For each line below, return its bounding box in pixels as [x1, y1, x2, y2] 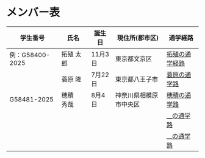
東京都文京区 [115, 54, 153, 63]
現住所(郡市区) [117, 33, 159, 42]
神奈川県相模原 [115, 91, 159, 99]
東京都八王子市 [115, 75, 159, 83]
